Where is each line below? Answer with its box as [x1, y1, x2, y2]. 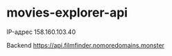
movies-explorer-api [6, 5, 128, 21]
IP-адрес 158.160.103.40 [6, 28, 76, 36]
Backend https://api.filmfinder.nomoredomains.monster [6, 41, 164, 49]
